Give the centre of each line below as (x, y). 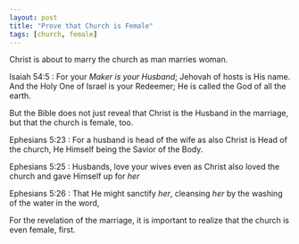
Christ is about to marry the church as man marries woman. (119, 60)
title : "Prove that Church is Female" (81, 26)
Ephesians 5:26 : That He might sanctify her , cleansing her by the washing (146, 194)
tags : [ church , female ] (54, 34)
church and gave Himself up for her (75, 176)
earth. (20, 96)
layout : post (33, 17)
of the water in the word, (54, 203)
